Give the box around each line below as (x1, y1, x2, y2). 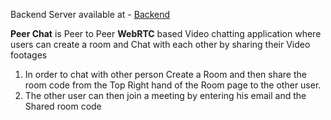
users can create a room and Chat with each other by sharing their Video (10, 39, 311, 50)
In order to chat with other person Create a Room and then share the (24, 69, 307, 80)
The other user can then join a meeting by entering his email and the (24, 90, 307, 101)
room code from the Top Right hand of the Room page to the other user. (24, 79, 322, 91)
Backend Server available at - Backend (10, 9, 171, 20)
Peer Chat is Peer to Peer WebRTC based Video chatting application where (10, 28, 322, 39)
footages (10, 49, 48, 61)
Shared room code (24, 100, 102, 112)
